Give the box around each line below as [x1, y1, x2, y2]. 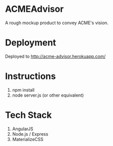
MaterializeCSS [12, 136, 44, 142]
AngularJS [12, 126, 33, 132]
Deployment [5, 37, 56, 48]
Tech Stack [5, 109, 52, 120]
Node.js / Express [12, 131, 48, 137]
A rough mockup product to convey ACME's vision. [5, 20, 109, 26]
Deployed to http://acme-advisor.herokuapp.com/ [5, 53, 106, 59]
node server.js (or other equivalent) [12, 92, 84, 98]
